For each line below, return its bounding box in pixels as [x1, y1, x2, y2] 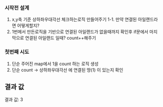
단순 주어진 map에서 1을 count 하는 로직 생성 [11, 61, 99, 67]
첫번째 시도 [4, 48, 30, 55]
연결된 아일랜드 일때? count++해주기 [25, 35, 96, 41]
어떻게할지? [17, 23, 40, 29]
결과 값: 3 [4, 97, 23, 103]
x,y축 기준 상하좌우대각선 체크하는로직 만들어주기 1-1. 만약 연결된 [11, 16, 137, 23]
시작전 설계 [4, 4, 30, 11]
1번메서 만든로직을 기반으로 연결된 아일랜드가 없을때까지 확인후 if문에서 [11, 29, 149, 35]
